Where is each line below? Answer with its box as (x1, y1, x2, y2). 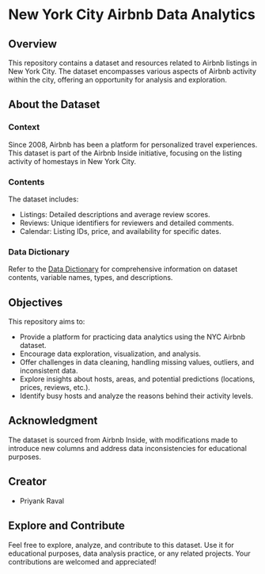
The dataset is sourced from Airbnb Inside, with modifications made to (8, 434, 238, 445)
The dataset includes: (8, 194, 79, 204)
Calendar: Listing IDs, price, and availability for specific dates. (19, 226, 221, 235)
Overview (8, 37, 58, 51)
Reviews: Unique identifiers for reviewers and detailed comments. (19, 218, 235, 228)
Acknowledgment (8, 414, 98, 427)
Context (8, 121, 40, 132)
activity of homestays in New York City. (8, 156, 137, 166)
